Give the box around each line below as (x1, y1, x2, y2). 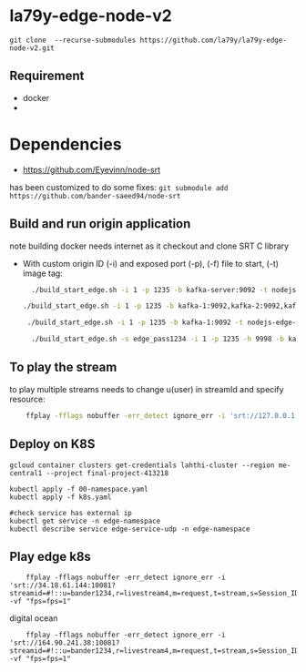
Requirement (9, 68, 85, 84)
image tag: (22, 268, 64, 279)
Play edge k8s (9, 548, 91, 565)
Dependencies (9, 134, 122, 155)
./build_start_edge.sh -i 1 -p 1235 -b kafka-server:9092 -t (31, 285, 269, 294)
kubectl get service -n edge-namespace (9, 516, 161, 525)
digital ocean (9, 613, 58, 624)
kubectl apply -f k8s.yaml (9, 493, 112, 502)
